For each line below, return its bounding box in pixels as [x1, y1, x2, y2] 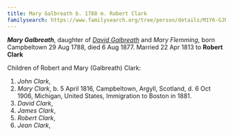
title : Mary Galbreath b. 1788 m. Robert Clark [7, 10, 148, 17]
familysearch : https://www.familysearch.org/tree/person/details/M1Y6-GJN [7, 17, 228, 23]
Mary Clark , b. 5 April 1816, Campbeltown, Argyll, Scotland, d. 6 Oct [17, 84, 212, 93]
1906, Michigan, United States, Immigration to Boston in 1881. [17, 91, 192, 100]
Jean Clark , [17, 121, 51, 129]
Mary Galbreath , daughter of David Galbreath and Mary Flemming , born [7, 35, 215, 43]
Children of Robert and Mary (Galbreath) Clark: [7, 64, 141, 72]
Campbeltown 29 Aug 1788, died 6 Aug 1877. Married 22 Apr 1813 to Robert [7, 43, 223, 51]
